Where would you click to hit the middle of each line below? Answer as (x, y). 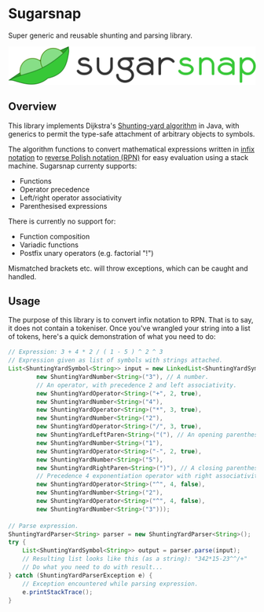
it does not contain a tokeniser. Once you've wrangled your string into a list (129, 328)
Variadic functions (49, 245)
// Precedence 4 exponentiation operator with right (125, 476)
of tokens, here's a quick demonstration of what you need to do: (112, 337)
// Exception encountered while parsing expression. (110, 584)
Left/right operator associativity (70, 198)
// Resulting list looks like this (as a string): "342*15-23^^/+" (135, 559)
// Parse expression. (44, 526)
